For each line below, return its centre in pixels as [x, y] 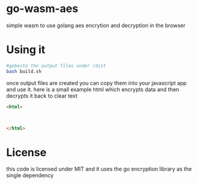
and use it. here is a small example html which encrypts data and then [93, 89]
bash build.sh [24, 71]
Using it [26, 50]
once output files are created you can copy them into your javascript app [97, 83]
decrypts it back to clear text [42, 96]
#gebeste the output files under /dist [56, 66]
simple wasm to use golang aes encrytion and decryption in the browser [96, 25]
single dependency [30, 175]
